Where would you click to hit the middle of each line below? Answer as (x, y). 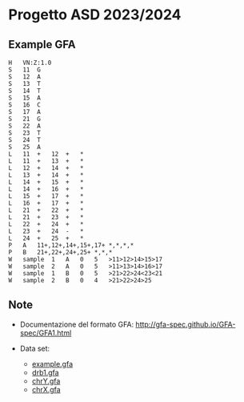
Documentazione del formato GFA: (77, 324)
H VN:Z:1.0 (30, 63)
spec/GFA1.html (46, 333)
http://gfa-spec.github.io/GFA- (186, 324)
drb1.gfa (45, 372)
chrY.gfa (46, 381)
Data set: (35, 348)
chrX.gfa (46, 389)
